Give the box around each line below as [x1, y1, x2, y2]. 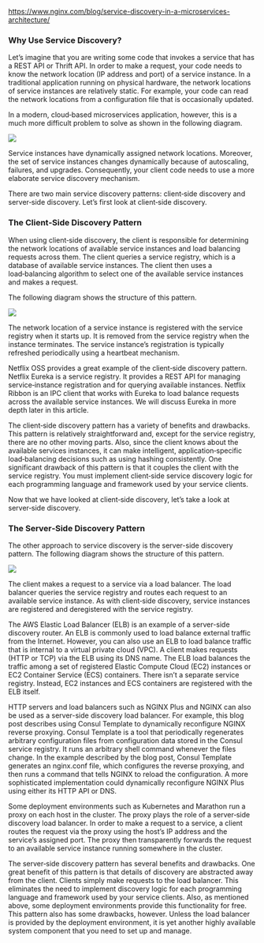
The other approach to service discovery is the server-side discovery [8, 541, 234, 550]
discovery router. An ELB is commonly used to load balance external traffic [8, 628, 251, 637]
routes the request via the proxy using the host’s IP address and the [8, 826, 228, 836]
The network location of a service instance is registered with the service [8, 323, 243, 332]
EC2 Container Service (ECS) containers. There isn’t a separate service [8, 670, 240, 679]
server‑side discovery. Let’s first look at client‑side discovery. [8, 198, 207, 207]
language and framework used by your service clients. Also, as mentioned [8, 892, 250, 902]
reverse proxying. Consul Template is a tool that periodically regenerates [8, 727, 244, 737]
